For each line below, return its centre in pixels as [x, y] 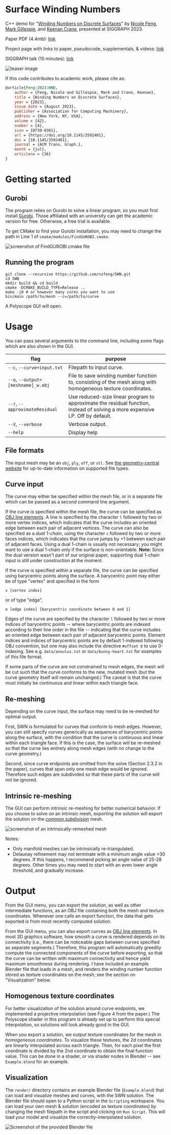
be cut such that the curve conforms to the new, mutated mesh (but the [80, 672]
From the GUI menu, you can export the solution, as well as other [73, 905]
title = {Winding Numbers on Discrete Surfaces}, [68, 97]
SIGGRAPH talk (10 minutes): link [39, 58]
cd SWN [12, 279]
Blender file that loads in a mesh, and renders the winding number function [84, 969]
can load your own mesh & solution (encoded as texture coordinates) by [81, 1106]
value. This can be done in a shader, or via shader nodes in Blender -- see [83, 1056]
